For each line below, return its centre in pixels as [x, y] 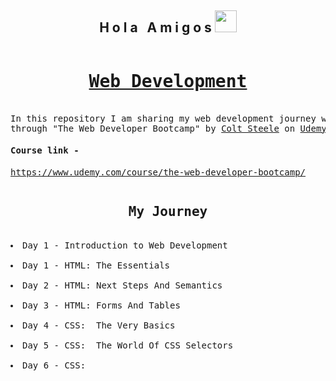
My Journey [168, 212]
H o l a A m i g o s [155, 27]
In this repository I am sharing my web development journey [163, 118]
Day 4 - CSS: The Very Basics [99, 325]
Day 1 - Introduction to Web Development [125, 245]
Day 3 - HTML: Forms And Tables [101, 305]
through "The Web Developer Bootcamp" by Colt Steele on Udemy [168, 128]
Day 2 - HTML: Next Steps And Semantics [122, 285]
